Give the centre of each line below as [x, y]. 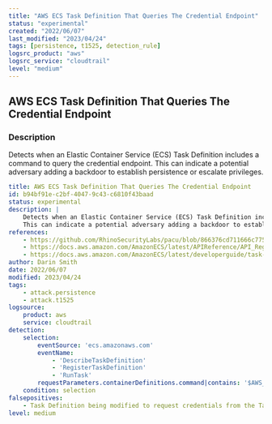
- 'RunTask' [72, 375]
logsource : [27, 308]
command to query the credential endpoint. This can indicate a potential [129, 164]
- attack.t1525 [49, 300]
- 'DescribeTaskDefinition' [99, 360]
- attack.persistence [59, 293]
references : [28, 232]
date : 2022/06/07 [38, 270]
